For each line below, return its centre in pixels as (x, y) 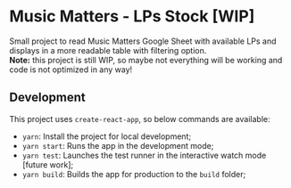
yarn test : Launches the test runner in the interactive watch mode (144, 155)
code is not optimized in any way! (71, 69)
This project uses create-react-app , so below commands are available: (140, 119)
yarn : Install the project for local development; (107, 136)
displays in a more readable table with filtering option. (108, 50)
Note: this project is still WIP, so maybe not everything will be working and (146, 60)
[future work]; (48, 164)
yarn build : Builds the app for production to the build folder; (134, 174)
